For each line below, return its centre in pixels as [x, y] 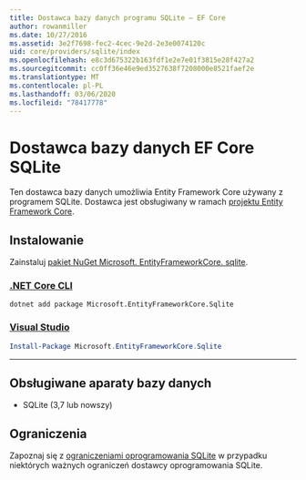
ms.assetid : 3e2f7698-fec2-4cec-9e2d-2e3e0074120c [107, 43]
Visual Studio [40, 327]
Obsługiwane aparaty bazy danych [111, 383]
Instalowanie [47, 240]
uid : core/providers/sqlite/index [75, 52]
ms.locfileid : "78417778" [58, 102]
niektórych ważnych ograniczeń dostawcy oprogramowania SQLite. [136, 465]
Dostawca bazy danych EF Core [132, 148]
